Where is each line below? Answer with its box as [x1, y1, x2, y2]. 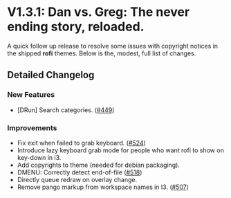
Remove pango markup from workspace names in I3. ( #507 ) [17, 183, 189, 191]
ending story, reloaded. [7, 19, 145, 35]
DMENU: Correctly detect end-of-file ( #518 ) [17, 168, 142, 177]
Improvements [7, 123, 57, 132]
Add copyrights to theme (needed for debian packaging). [17, 161, 180, 169]
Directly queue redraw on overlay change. [17, 175, 138, 183]
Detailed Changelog [7, 69, 95, 81]
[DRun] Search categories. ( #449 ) [17, 105, 115, 114]
